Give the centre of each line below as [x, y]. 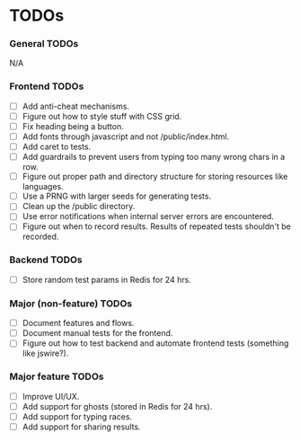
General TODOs [44, 44]
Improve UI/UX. [51, 396]
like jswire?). [45, 353]
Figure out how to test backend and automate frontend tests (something [155, 343]
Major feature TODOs [57, 376]
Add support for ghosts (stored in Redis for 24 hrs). [117, 406]
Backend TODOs [46, 260]
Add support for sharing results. [81, 427]
